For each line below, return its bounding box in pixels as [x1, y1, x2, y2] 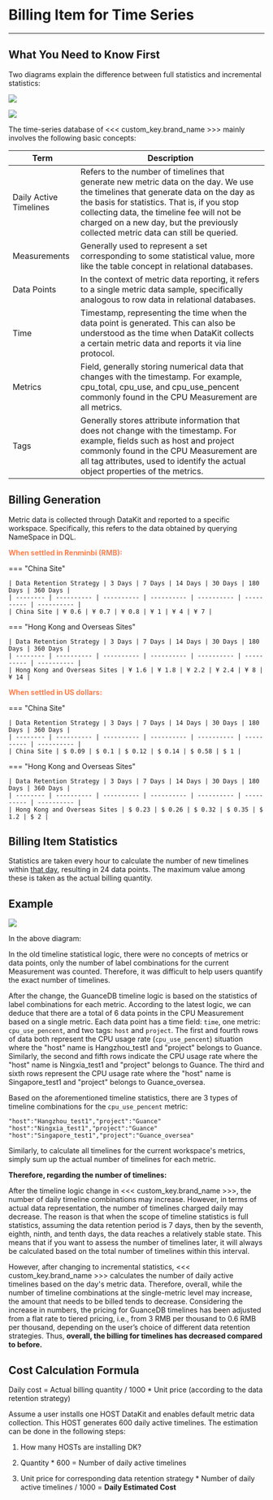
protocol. [80, 348, 115, 359]
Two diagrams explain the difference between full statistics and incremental [8, 69, 262, 79]
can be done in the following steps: [8, 1427, 126, 1436]
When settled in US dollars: [8, 687, 103, 697]
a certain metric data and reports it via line [80, 337, 242, 348]
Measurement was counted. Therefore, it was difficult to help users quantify [8, 966, 263, 976]
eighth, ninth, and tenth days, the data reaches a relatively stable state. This [8, 1229, 262, 1239]
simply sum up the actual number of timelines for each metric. [8, 1155, 217, 1165]
